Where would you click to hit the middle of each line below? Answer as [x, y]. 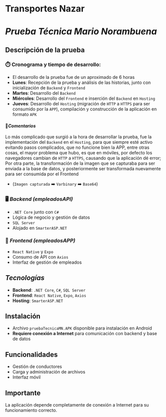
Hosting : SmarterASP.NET [38, 301]
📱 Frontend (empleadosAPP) [40, 241]
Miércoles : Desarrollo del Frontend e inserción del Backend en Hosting [84, 98]
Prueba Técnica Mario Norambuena [81, 32]
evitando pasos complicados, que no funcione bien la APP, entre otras [77, 147]
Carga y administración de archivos [49, 372]
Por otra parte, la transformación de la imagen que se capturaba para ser [80, 163]
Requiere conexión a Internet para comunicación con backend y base [84, 334]
